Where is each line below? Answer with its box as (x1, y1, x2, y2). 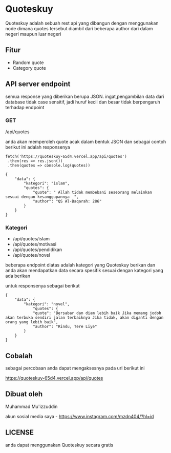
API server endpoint (5, 80, 71, 89)
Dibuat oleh (5, 390, 43, 399)
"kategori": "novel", (24, 302, 70, 307)
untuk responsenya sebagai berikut (5, 283, 80, 289)
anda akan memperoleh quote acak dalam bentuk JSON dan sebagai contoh (5, 138, 166, 145)
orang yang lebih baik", (5, 320, 58, 325)
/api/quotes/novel (12, 252, 50, 258)
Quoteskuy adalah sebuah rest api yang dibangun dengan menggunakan (5, 20, 159, 26)
